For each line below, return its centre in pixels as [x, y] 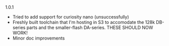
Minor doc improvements [39, 38]
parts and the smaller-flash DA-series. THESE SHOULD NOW [90, 27]
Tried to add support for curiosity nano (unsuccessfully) [71, 17]
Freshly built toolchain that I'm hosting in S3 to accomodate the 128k [84, 22]
